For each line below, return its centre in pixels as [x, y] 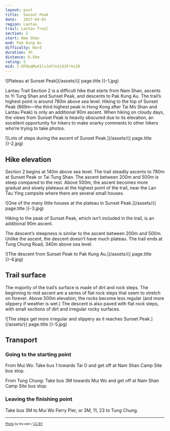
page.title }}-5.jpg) [48, 324]
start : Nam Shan [22, 38]
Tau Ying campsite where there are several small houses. [65, 193]
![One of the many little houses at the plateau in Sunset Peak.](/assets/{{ [81, 203]
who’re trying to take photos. [35, 128]
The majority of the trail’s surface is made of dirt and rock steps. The [77, 287]
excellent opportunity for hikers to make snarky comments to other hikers [82, 123]
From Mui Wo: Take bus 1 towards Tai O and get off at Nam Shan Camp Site [84, 366]
